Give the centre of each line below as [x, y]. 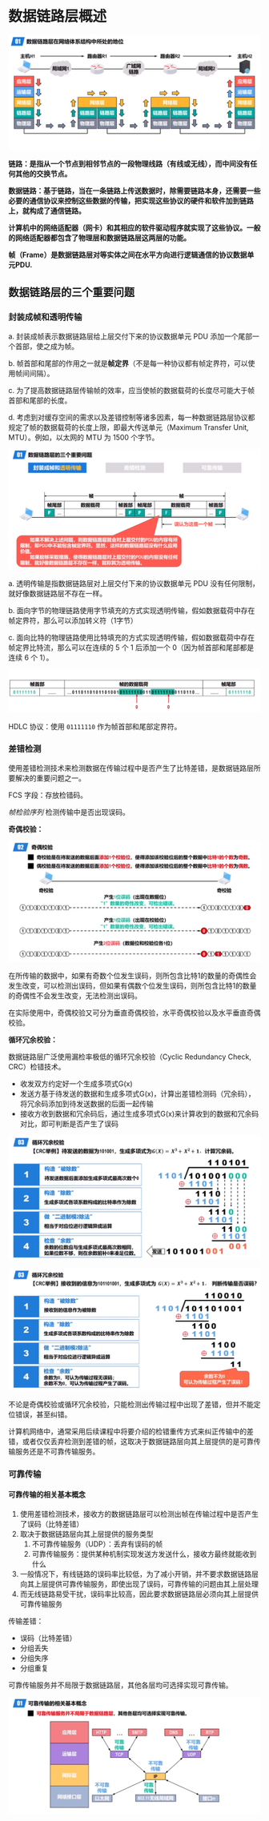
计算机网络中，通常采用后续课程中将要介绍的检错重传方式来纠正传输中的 [127, 1431]
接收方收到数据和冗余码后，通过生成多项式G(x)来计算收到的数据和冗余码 [139, 1114]
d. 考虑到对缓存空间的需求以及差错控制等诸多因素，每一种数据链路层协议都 [132, 417]
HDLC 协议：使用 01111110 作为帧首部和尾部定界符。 [95, 726]
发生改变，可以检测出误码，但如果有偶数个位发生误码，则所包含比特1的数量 [132, 986]
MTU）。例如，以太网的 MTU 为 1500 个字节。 [84, 437]
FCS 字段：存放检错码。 [48, 795]
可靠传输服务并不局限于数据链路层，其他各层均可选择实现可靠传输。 [120, 1685]
